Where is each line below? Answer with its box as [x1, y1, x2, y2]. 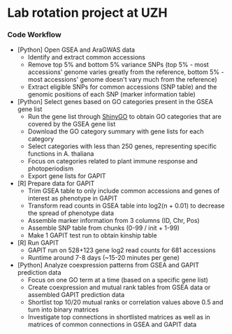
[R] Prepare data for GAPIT [17, 180, 95, 188]
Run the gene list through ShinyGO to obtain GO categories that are [27, 112, 222, 121]
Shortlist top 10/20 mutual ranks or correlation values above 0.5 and [27, 298, 224, 307]
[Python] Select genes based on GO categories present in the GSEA [17, 98, 213, 106]
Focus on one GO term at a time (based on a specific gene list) [27, 276, 208, 284]
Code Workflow [7, 30, 61, 40]
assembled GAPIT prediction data [27, 291, 125, 299]
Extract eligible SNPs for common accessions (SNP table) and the [27, 82, 217, 92]
